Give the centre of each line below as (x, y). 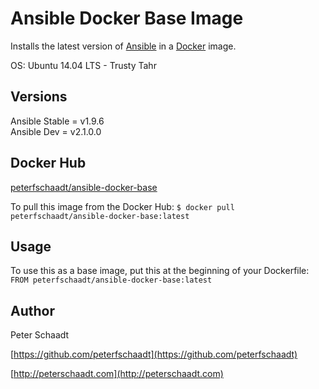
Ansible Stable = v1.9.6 (57, 121)
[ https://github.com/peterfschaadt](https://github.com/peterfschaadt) (154, 354)
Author (32, 310)
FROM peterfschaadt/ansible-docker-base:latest (111, 280)
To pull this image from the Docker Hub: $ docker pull (122, 206)
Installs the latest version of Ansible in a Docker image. (123, 46)
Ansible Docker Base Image (127, 18)
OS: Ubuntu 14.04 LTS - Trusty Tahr (83, 65)
